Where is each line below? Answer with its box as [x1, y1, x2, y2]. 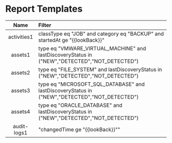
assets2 [11, 69, 31, 76]
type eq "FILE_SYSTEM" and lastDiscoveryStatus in [38, 66, 162, 73]
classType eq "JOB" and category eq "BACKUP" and [38, 30, 164, 37]
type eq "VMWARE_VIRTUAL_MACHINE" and [38, 44, 146, 52]
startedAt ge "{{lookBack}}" [38, 36, 105, 43]
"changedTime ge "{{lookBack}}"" [38, 126, 120, 133]
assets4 [11, 108, 31, 115]
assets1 [11, 51, 31, 58]
